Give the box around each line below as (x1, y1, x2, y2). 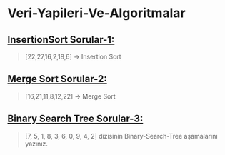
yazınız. (24, 139, 49, 148)
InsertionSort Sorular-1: (7, 34, 115, 46)
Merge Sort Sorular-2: (7, 73, 107, 85)
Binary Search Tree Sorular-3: (7, 113, 144, 125)
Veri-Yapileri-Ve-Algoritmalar (7, 5, 186, 21)
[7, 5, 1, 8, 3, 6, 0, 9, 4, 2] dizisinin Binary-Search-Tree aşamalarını (24, 131, 218, 140)
